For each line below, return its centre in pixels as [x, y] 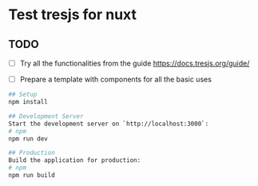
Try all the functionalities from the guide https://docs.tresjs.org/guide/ [135, 63]
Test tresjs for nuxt [73, 15]
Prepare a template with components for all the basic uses [115, 79]
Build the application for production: [75, 160]
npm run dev [28, 139]
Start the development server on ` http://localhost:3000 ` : [109, 124]
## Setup [23, 95]
